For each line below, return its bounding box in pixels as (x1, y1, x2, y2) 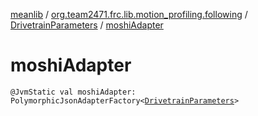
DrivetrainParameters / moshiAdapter (10, 19, 164, 31)
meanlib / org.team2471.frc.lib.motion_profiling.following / (10, 9, 248, 20)
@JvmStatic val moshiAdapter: (10, 87, 137, 97)
